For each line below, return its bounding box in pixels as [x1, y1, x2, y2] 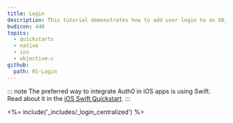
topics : [7, 29, 30, 37]
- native [13, 42, 39, 49]
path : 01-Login [13, 68, 58, 75]
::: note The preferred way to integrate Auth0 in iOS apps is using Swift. [7, 87, 212, 95]
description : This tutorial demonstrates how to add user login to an [7, 17, 216, 23]
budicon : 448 [7, 23, 45, 30]
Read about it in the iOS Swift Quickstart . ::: [7, 94, 130, 102]
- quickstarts [13, 36, 54, 43]
